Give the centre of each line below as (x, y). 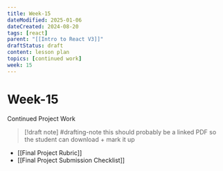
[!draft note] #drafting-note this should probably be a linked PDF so (120, 132)
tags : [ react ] (28, 33)
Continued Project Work (42, 118)
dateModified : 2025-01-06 (44, 20)
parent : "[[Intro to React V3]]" (55, 39)
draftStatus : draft (35, 46)
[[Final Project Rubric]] (50, 152)
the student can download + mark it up (79, 139)
